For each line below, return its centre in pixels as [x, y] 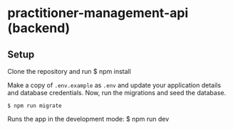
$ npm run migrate [35, 106]
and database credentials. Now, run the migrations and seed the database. [117, 93]
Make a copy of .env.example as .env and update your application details [114, 85]
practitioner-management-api [98, 13]
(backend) [39, 28]
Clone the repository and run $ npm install [69, 71]
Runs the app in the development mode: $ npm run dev [88, 119]
